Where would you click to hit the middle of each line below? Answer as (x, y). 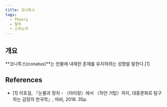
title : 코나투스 (20, 10)
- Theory (19, 19)
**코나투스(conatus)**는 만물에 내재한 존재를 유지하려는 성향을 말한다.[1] (78, 63)
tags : (11, 15)
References (24, 80)
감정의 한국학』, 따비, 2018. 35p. (55, 99)
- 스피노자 (19, 29)
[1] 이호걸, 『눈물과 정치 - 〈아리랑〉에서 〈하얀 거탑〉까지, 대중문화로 (82, 93)
